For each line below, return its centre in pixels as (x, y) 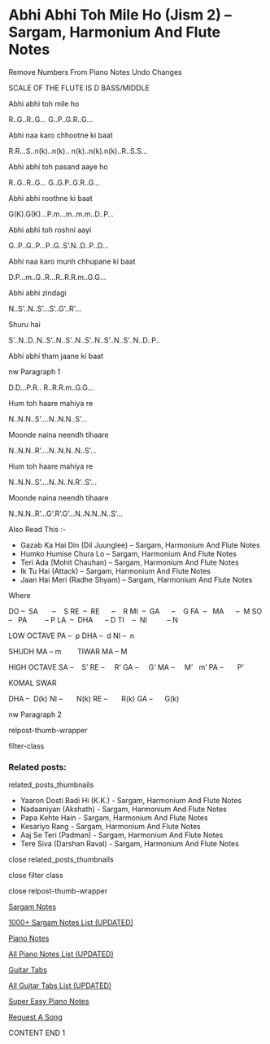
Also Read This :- (37, 529)
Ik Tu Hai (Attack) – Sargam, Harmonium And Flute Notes (115, 570)
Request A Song (35, 1017)
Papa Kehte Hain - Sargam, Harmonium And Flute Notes (114, 818)
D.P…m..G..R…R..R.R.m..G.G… (57, 277)
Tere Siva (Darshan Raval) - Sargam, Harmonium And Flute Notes (130, 844)
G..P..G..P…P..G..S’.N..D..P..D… (59, 245)
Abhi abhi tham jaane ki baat (56, 356)
